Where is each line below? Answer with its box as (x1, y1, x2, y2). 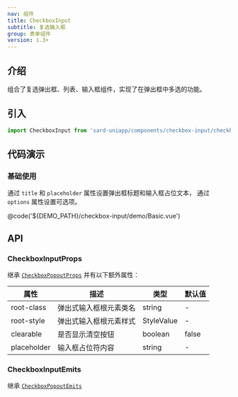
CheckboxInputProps (7, 253, 83, 263)
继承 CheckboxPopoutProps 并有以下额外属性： (7, 271, 140, 279)
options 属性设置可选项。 (7, 198, 81, 206)
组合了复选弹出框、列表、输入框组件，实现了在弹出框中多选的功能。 (7, 84, 206, 93)
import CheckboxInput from (7, 127, 87, 134)
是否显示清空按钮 (57, 330, 115, 339)
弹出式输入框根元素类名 (57, 303, 136, 313)
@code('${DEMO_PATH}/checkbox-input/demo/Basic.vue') (7, 212, 181, 220)
